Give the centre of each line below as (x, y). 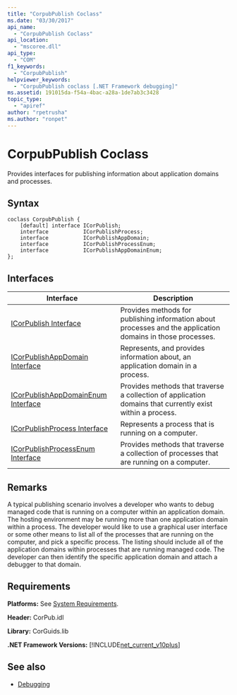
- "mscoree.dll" (37, 47)
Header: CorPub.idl (36, 617)
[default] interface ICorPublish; (71, 226)
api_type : (22, 54)
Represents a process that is (168, 424)
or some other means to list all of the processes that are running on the (110, 534)
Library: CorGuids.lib (38, 631)
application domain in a (159, 366)
